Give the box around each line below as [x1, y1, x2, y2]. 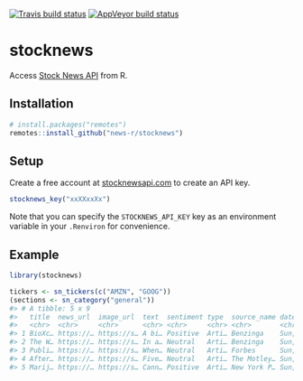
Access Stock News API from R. [9, 70, 128, 80]
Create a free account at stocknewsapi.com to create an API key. [9, 177, 251, 189]
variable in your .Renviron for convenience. [9, 221, 170, 232]
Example [9, 246, 60, 262]
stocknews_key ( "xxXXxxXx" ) [9, 195, 111, 204]
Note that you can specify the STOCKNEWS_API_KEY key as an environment [9, 211, 277, 222]
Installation [9, 96, 74, 112]
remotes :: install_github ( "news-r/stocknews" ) [9, 128, 183, 137]
